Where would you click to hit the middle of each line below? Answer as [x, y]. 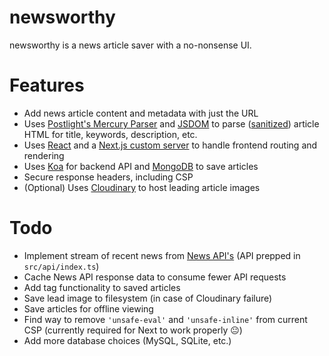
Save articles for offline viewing [88, 308]
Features [47, 85]
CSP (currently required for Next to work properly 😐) [133, 330]
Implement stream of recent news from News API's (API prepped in [162, 255]
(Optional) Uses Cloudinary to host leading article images [142, 187]
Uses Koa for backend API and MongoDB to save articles [141, 166]
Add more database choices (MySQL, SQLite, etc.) [127, 340]
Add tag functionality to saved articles [102, 287]
